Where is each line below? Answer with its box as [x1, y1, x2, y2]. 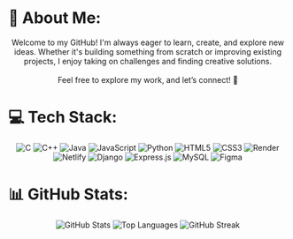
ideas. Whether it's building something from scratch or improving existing [13, 46, 282, 56]
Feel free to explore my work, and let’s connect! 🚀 [58, 74, 238, 85]
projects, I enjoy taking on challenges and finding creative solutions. [24, 56, 272, 66]
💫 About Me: [8, 8, 102, 28]
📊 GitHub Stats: [8, 184, 129, 205]
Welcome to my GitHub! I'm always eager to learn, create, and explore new [11, 37, 285, 48]
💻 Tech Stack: [8, 108, 118, 127]
